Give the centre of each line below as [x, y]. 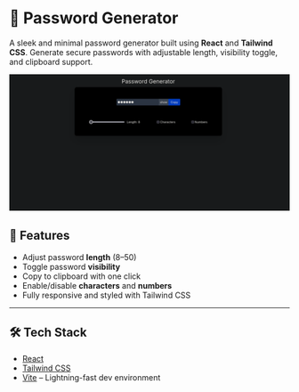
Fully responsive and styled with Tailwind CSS [106, 295]
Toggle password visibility [71, 266]
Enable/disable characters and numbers [97, 285]
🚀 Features [40, 236]
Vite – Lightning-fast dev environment [91, 377]
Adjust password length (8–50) [79, 257]
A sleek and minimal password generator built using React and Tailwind [141, 43]
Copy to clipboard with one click [81, 276]
